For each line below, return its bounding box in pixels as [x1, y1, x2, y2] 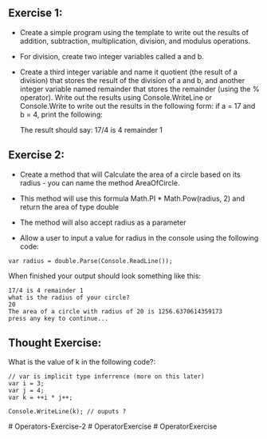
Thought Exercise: [8, 336, 102, 350]
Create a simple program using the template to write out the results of [19, 27, 249, 37]
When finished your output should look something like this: [8, 271, 202, 281]
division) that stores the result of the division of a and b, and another [19, 75, 245, 85]
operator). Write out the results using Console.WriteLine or [19, 92, 213, 102]
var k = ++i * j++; [8, 393, 73, 402]
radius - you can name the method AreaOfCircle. [19, 178, 180, 187]
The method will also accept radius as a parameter [19, 218, 187, 227]
